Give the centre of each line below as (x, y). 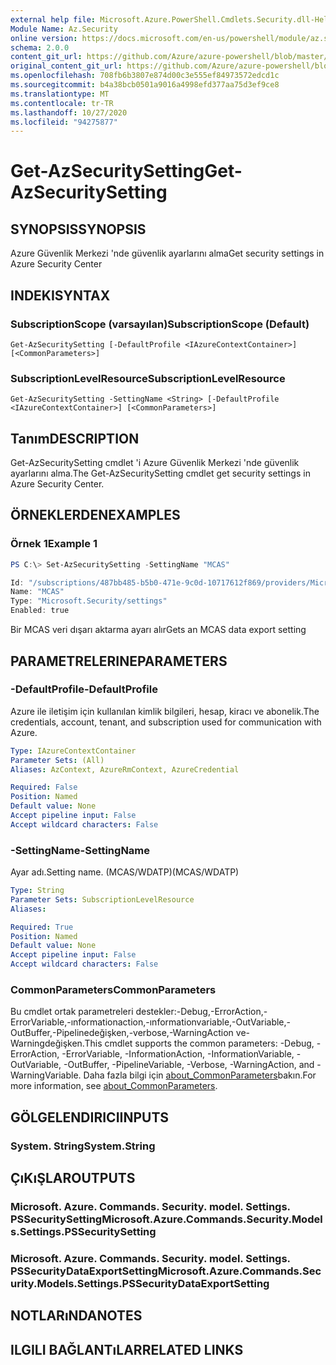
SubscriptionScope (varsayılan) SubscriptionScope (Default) (160, 324)
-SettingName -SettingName (80, 850)
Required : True (42, 927)
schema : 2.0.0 (40, 47)
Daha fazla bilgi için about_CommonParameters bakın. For (200, 1075)
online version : (44, 38)
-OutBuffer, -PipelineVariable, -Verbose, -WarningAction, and (189, 1065)
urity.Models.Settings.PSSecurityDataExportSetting (140, 1283)
